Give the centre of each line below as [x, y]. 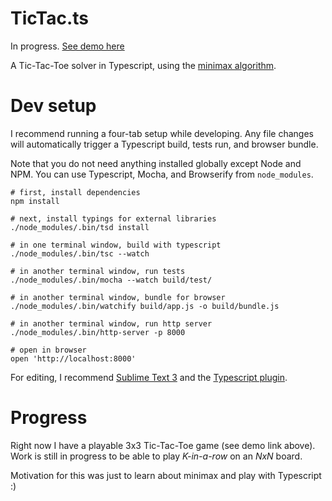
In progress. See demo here [67, 46]
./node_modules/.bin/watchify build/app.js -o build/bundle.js [145, 306]
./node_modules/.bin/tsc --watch [80, 253]
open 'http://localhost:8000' [73, 358]
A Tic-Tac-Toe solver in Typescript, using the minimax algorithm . [143, 65]
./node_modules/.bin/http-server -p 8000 [98, 332]
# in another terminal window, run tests [98, 271]
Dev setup [53, 106]
